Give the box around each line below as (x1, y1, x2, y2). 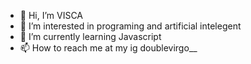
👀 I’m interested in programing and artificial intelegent (19, 20, 242, 32)
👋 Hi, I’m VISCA (19, 10, 84, 21)
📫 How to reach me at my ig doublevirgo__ (19, 42, 198, 54)
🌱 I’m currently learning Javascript (19, 31, 162, 42)
